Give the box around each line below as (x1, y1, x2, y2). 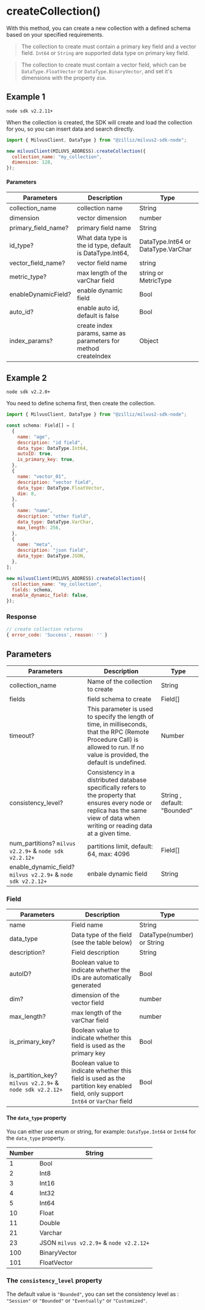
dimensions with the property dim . (21, 74, 107, 81)
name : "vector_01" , (17, 473, 67, 480)
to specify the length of (87, 712, 154, 721)
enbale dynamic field (87, 870, 148, 878)
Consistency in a (87, 768, 135, 776)
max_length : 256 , (17, 524, 62, 530)
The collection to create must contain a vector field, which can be (21, 61, 187, 68)
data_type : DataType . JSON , (17, 553, 86, 559)
